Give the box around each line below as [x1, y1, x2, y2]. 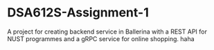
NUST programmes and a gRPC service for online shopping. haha [7, 34, 195, 42]
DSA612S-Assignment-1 [7, 5, 149, 21]
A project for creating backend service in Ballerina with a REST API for [7, 27, 208, 36]
